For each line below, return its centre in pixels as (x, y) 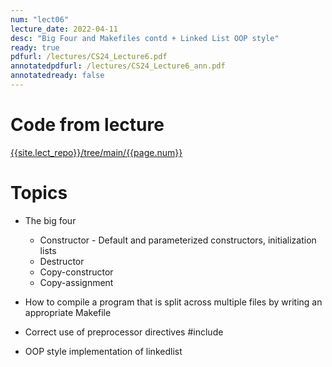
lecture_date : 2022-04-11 (64, 29)
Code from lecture (87, 125)
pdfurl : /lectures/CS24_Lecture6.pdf (89, 57)
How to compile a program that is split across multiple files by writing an (173, 302)
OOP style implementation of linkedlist (103, 351)
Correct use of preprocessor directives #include (124, 332)
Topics (39, 193)
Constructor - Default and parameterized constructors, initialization (178, 240)
